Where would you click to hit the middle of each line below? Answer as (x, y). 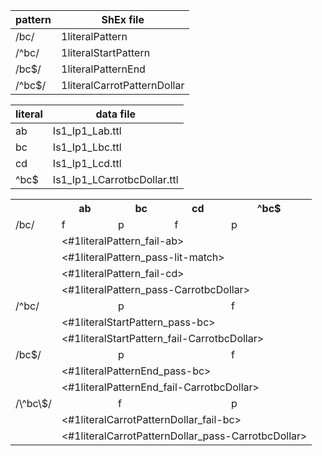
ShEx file (123, 19)
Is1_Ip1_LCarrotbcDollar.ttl (115, 179)
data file (116, 114)
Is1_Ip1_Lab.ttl (87, 131)
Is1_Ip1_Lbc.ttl (87, 147)
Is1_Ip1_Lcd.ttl (87, 163)
